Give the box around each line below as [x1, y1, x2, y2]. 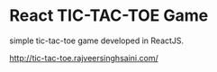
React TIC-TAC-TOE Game [9, 5, 209, 26]
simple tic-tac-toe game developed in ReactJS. [9, 35, 185, 46]
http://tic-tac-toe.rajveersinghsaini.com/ [9, 52, 159, 63]
